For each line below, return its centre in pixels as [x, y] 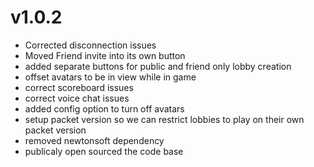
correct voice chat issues [77, 98]
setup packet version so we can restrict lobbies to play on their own [164, 119]
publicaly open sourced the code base [104, 151]
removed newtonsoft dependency [94, 140]
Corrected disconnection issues [90, 45]
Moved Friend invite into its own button [105, 55]
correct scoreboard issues [79, 87]
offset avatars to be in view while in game [110, 77]
